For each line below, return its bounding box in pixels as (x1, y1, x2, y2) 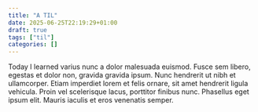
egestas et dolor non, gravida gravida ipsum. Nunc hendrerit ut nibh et (8, 70, 236, 80)
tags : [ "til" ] (8, 33, 55, 42)
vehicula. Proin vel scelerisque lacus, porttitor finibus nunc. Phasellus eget (8, 87, 249, 96)
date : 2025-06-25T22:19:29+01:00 (8, 19, 118, 27)
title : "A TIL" (8, 11, 58, 20)
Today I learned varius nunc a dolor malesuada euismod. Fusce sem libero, (8, 62, 251, 71)
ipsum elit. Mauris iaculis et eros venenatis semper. (8, 96, 175, 105)
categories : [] (8, 41, 58, 49)
